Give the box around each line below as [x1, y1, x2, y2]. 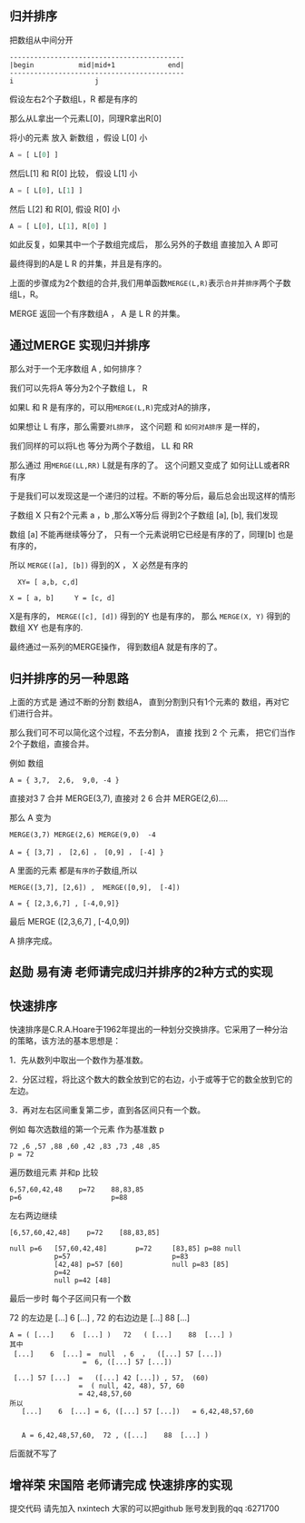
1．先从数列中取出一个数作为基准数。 [9, 1054, 148, 1065]
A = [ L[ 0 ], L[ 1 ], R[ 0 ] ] [9, 222, 107, 231]
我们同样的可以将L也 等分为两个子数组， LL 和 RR [9, 440, 193, 451]
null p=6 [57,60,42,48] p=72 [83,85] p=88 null [9, 1244, 242, 1253]
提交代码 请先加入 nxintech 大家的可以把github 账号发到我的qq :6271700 [9, 1503, 280, 1514]
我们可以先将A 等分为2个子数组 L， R [9, 382, 148, 393]
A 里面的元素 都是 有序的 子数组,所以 [9, 865, 138, 876]
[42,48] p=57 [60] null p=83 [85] [54, 1261, 230, 1270]
